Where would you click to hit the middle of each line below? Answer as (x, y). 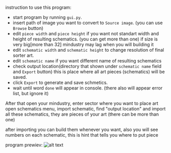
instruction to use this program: (38, 7)
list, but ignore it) (30, 93)
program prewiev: (24, 145)
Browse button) (28, 28)
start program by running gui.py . (47, 17)
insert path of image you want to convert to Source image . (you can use (88, 23)
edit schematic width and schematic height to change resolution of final (88, 50)
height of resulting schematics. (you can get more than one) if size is (85, 39)
